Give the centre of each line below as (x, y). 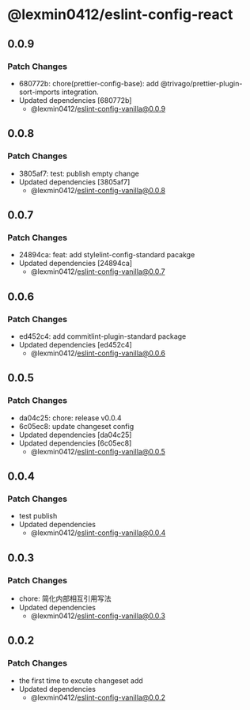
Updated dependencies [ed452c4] (75, 344)
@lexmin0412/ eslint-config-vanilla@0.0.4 (98, 533)
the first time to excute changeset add (81, 680)
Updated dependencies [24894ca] (75, 264)
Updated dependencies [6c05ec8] (75, 443)
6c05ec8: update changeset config (76, 426)
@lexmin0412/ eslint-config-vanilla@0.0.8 (98, 190)
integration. (80, 92)
